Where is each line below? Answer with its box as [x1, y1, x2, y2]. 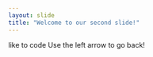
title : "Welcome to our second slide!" [8, 19, 140, 27]
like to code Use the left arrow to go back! [8, 40, 145, 49]
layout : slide [8, 11, 55, 20]
